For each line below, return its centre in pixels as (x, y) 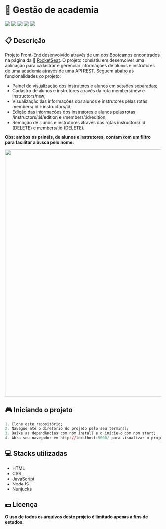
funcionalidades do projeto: (33, 76)
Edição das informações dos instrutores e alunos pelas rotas (74, 112)
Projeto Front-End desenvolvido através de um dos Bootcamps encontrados (82, 55)
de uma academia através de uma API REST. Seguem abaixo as (70, 71)
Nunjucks (22, 489)
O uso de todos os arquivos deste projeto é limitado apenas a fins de (77, 517)
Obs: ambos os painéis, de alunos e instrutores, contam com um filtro (78, 137)
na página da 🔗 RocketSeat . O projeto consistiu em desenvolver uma (75, 60)
